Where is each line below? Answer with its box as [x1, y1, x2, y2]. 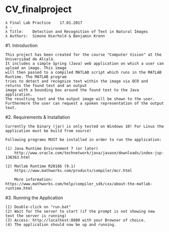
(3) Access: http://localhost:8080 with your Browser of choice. [5, 217, 146, 223]
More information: [14, 177, 53, 182]
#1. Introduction [5, 42, 38, 49]
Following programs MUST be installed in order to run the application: [5, 137, 162, 142]
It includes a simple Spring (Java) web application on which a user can [5, 61, 164, 66]
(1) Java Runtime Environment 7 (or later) [5, 146, 99, 151]
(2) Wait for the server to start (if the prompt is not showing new [5, 209, 155, 214]
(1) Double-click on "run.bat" [5, 204, 71, 209]
